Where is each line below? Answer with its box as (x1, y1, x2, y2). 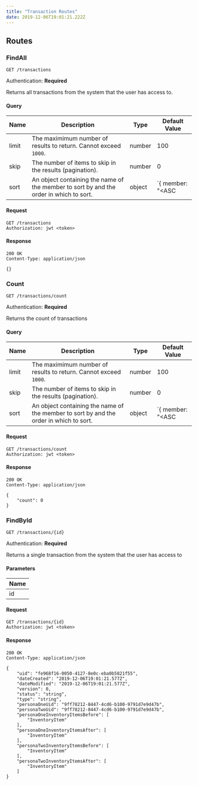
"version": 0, (16, 686, 51, 692)
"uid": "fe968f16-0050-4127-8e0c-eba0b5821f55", (16, 670, 138, 677)
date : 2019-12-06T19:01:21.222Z (6, 14, 85, 20)
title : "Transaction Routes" (6, 8, 78, 15)
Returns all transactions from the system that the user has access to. (6, 89, 173, 96)
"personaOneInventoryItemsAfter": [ (16, 727, 107, 733)
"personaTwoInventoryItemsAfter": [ (16, 758, 107, 764)
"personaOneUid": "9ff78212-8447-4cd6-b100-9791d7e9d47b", (16, 701, 165, 707)
